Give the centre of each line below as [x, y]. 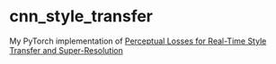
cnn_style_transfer [81, 16]
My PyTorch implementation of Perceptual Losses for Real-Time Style [138, 41]
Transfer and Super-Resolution [67, 50]
